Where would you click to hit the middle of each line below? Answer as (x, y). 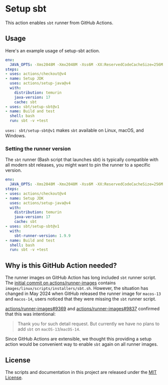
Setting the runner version (38, 148)
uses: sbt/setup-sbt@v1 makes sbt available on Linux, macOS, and (75, 130)
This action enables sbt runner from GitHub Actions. (59, 23)
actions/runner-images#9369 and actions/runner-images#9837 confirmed (82, 309)
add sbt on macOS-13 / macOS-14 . (49, 329)
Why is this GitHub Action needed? (61, 265)
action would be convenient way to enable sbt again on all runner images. (82, 344)
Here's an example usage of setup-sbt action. (53, 50)
